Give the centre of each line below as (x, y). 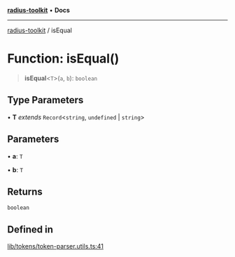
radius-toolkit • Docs (38, 10)
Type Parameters (45, 100)
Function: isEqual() (63, 59)
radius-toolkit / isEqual (40, 30)
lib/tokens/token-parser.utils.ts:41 (55, 246)
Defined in (30, 229)
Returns (25, 191)
